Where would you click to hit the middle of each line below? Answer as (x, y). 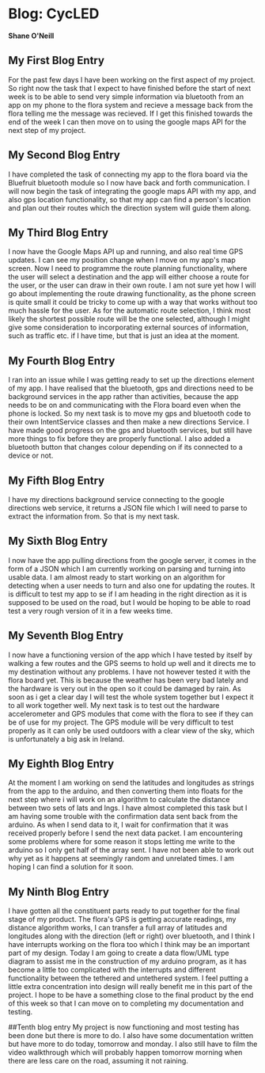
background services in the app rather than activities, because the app (123, 397)
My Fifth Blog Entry (57, 480)
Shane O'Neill (31, 36)
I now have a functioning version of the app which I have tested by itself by (131, 655)
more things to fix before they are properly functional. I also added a (119, 439)
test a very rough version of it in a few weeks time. (91, 611)
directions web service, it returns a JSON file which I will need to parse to (128, 508)
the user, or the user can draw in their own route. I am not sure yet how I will (132, 285)
